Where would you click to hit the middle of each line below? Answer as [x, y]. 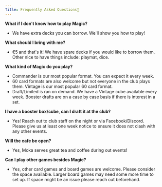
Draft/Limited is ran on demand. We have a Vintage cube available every [84, 91]
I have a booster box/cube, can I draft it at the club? [58, 111]
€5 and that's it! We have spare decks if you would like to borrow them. [83, 52]
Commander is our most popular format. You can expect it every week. [83, 76]
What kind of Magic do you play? [39, 66]
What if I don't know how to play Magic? [46, 23]
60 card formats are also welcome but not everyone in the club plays [81, 81]
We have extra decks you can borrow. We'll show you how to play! [78, 33]
